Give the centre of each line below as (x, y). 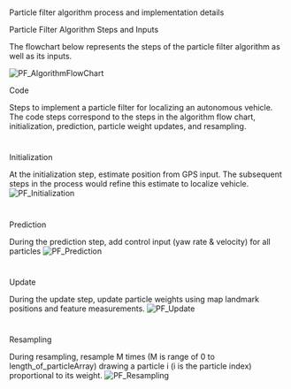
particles (25, 251)
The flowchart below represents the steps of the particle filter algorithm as (145, 47)
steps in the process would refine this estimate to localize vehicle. (129, 184)
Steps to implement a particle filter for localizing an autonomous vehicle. (141, 108)
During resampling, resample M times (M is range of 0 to (112, 356)
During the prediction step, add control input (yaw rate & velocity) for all (140, 241)
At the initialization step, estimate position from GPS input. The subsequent (146, 174)
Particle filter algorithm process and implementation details (117, 12)
